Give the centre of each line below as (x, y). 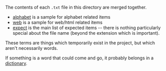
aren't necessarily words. (32, 48)
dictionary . (16, 63)
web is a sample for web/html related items (57, 22)
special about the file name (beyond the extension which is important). (86, 33)
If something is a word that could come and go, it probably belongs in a (79, 58)
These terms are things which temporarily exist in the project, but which (80, 43)
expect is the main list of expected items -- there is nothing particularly (87, 28)
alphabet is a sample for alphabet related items (61, 17)
